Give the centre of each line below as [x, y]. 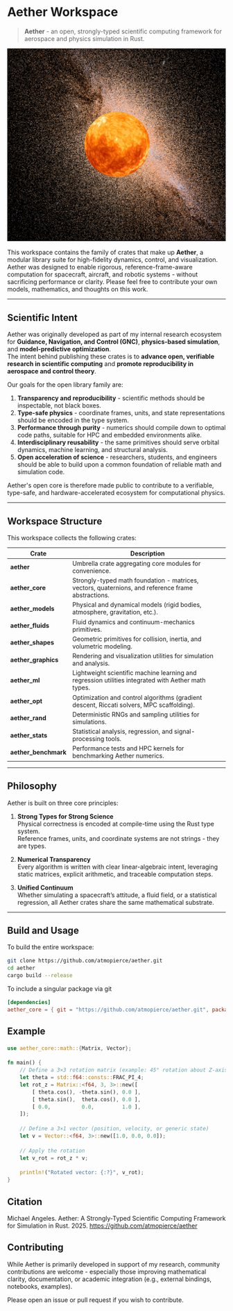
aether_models [32, 608]
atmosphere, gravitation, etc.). [115, 612]
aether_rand [28, 718]
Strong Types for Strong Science [65, 816]
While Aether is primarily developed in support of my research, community [114, 1264]
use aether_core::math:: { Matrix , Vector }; [69, 1048]
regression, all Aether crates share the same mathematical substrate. [116, 902]
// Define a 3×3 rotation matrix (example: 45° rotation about [113, 1070]
